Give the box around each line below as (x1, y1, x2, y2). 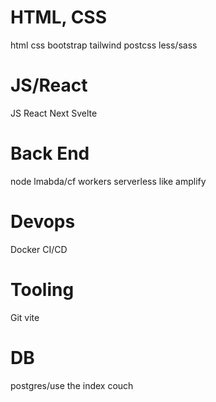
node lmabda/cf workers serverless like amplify (10, 175, 207, 187)
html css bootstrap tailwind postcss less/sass (10, 39, 198, 51)
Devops (10, 211, 76, 233)
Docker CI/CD (10, 243, 68, 255)
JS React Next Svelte (10, 107, 98, 119)
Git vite (10, 311, 40, 323)
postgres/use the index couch (10, 379, 134, 391)
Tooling (10, 278, 75, 301)
